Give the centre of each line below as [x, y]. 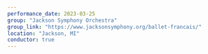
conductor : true [31, 40]
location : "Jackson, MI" [43, 33]
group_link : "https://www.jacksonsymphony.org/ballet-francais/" [104, 27]
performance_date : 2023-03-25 [51, 14]
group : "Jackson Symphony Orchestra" [62, 20]
